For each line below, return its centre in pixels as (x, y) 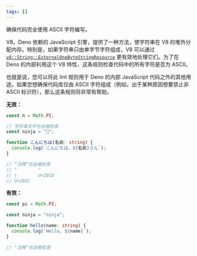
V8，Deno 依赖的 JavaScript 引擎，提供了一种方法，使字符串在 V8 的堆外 (96, 42)
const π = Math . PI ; (30, 116)
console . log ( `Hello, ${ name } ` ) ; (52, 231)
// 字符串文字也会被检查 (32, 126)
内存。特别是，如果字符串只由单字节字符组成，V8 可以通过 (83, 49)
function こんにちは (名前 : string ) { (50, 143)
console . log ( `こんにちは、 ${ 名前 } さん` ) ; (59, 148)
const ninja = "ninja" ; (36, 215)
